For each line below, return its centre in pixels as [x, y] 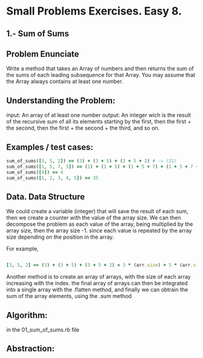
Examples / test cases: [50, 147]
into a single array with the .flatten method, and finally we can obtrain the [97, 290]
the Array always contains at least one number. [65, 81]
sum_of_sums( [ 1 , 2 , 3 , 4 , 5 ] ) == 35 [52, 178]
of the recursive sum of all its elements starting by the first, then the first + [99, 122]
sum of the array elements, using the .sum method [69, 296]
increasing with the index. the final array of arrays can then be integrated [97, 283]
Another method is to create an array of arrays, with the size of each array [99, 277]
